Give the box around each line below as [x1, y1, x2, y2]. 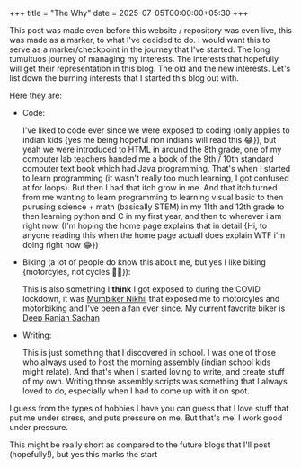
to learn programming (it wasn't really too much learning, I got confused [22, 172, 289, 183]
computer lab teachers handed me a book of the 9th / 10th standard [22, 154, 274, 164]
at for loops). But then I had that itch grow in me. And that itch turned [22, 182, 278, 192]
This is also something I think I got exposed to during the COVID [22, 284, 261, 295]
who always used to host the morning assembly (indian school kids [22, 357, 271, 367]
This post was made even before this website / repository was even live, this [9, 25, 292, 35]
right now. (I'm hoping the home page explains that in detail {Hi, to [22, 220, 268, 231]
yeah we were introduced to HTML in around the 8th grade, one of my [22, 144, 282, 155]
